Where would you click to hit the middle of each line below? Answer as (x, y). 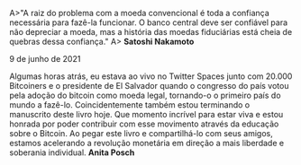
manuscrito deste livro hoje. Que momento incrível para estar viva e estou (146, 114)
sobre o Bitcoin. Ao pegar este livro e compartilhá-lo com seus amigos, (141, 133)
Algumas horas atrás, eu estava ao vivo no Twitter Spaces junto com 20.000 (151, 76)
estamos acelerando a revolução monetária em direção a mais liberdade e (147, 143)
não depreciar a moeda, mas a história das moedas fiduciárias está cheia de (151, 32)
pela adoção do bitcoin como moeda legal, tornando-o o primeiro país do (145, 95)
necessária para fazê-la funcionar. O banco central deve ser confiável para (149, 22)
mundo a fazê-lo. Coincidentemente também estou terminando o (130, 105)
